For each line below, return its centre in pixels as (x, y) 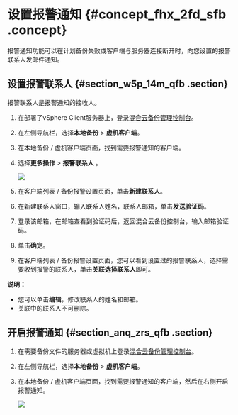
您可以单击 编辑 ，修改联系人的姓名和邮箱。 (80, 299)
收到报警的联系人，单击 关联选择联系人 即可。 (89, 269)
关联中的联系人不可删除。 (55, 308)
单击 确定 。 (33, 245)
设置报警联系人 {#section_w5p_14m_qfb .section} (118, 84)
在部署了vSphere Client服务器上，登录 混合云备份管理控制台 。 (107, 117)
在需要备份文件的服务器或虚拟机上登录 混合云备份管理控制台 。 (108, 351)
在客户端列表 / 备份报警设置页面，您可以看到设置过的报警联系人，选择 (120, 260)
